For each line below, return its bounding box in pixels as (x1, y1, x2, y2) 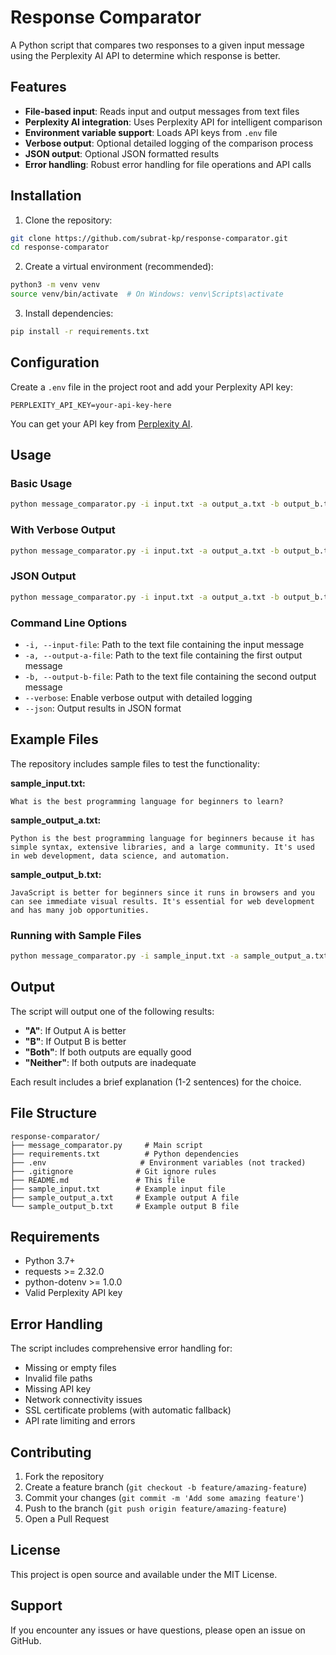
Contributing (10, 1444, 92, 1461)
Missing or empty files (24, 1362, 117, 1374)
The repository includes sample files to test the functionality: (10, 757, 260, 770)
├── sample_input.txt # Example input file (10, 1184, 226, 1194)
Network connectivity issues (24, 1394, 143, 1406)
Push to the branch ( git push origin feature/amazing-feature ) (24, 1502, 287, 1514)
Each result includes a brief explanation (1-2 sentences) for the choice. (10, 1076, 302, 1088)
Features (10, 79, 67, 96)
